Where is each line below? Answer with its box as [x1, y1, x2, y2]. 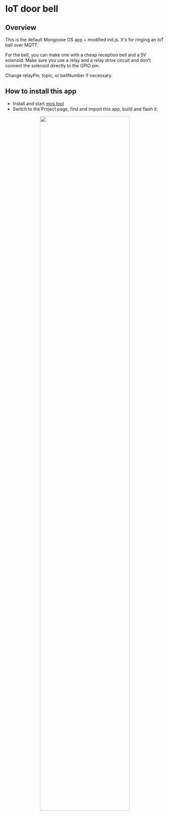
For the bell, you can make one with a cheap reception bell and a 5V [5, 52, 147, 58]
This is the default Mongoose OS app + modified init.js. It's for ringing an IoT [5, 36, 164, 43]
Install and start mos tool [12, 100, 64, 106]
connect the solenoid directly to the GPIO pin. [5, 63, 100, 68]
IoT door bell [5, 3, 59, 15]
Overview [5, 23, 37, 32]
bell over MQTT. [5, 42, 39, 48]
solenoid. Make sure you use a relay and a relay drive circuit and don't [5, 57, 151, 63]
